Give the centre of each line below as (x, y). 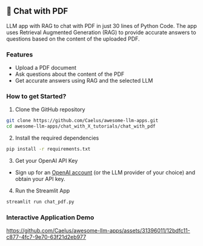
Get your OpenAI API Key (46, 161)
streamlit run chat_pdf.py (40, 202)
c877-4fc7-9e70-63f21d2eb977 (46, 237)
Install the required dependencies (57, 138)
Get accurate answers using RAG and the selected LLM (84, 81)
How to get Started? (36, 97)
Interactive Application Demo (50, 217)
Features (20, 54)
